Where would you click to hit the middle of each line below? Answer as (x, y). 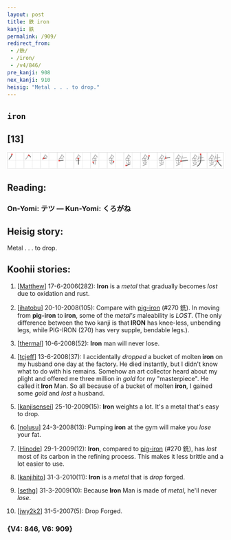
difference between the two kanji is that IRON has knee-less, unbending (119, 323)
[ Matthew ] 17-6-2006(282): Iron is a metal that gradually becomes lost (117, 286)
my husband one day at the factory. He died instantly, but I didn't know (117, 364)
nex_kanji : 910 (29, 80)
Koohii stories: (39, 269)
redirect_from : (29, 44)
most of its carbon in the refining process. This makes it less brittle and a (120, 456)
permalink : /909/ (32, 36)
